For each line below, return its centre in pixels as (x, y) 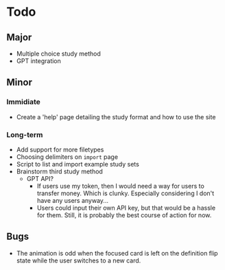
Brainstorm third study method (60, 171)
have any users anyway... (73, 200)
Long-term (25, 134)
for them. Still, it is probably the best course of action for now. (124, 215)
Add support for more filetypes (60, 149)
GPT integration (38, 61)
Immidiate (23, 102)
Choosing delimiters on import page (67, 157)
